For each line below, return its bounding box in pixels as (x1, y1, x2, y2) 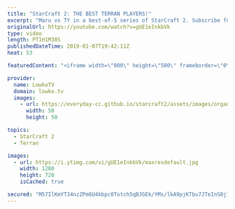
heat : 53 (7, 50, 33, 57)
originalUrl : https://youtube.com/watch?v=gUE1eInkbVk (7, 23, 171, 30)
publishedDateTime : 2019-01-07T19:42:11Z (7, 43, 130, 50)
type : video (7, 29, 42, 37)
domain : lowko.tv (13, 88, 64, 95)
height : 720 (20, 172, 55, 179)
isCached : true (20, 178, 64, 186)
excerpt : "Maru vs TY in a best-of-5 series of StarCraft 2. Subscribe (7, 17, 220, 24)
